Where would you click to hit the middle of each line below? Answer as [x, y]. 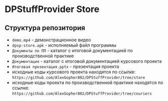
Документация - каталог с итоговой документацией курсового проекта [87, 61]
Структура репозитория [45, 28]
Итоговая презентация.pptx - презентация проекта [65, 67]
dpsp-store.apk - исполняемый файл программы [64, 45]
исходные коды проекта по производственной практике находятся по [88, 82]
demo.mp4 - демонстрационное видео [51, 40]
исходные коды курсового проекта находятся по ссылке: [74, 72]
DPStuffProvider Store [52, 9]
